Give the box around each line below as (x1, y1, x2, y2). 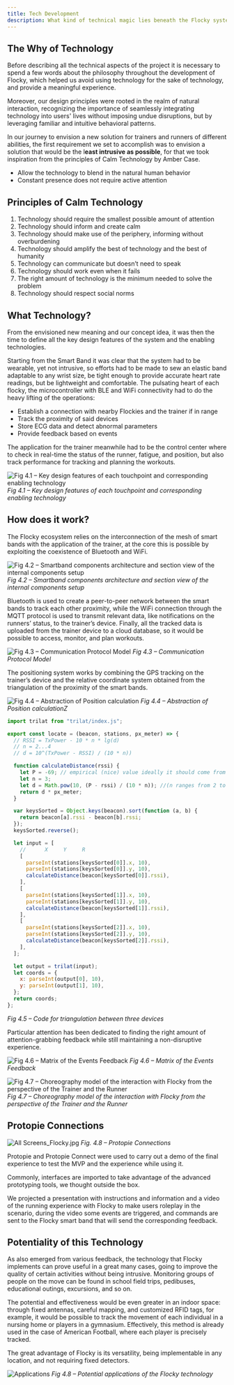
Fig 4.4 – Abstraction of (140, 696, 209, 705)
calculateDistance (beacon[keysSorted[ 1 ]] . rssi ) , (25, 905, 170, 912)
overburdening (17, 237, 61, 245)
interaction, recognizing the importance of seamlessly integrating (7, 104, 195, 113)
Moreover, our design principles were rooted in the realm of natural (7, 97, 200, 106)
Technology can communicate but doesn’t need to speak (17, 259, 181, 268)
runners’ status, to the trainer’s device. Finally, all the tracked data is (7, 619, 203, 627)
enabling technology (7, 494, 66, 502)
